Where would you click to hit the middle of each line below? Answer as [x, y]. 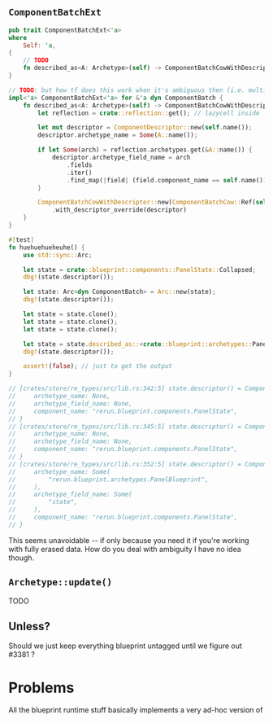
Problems [41, 688]
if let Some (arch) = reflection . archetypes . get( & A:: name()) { [145, 150]
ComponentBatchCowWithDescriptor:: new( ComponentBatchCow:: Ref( [147, 203]
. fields [79, 165]
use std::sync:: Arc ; [58, 255]
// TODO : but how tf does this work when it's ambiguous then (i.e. [127, 90]
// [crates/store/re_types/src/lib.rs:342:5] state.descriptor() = [125, 389]
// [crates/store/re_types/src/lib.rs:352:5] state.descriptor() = [125, 464]
